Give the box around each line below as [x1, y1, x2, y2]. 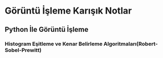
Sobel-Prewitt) [5, 46, 42, 53]
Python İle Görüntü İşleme [5, 25, 89, 34]
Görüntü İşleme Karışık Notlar [5, 5, 132, 17]
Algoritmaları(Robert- [103, 40, 158, 47]
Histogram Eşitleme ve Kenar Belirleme [5, 40, 103, 47]
